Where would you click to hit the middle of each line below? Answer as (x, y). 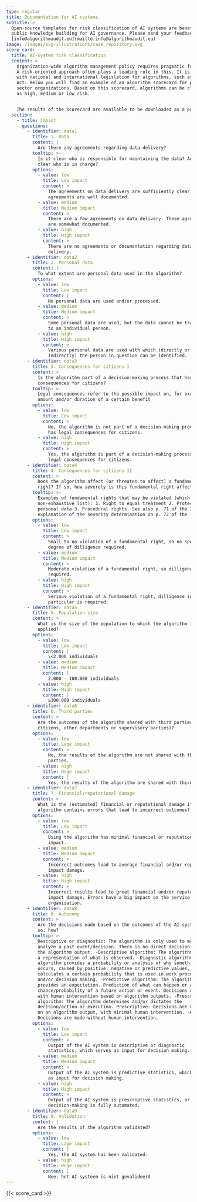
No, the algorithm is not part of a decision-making (114, 427)
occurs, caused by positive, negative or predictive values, (114, 969)
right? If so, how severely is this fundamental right (106, 487)
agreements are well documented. (89, 197)
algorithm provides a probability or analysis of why (104, 963)
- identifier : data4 (52, 465)
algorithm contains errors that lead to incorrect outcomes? (114, 810)
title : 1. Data (50, 137)
